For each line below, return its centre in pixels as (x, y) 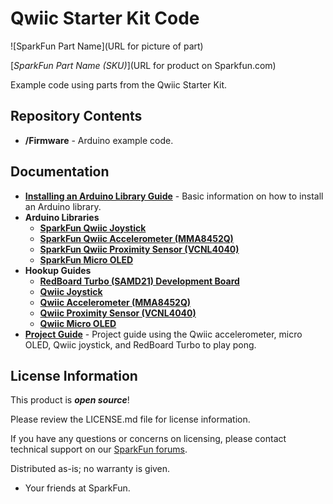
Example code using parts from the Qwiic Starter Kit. (119, 84)
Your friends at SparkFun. (77, 488)
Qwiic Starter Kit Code (105, 18)
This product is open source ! (70, 400)
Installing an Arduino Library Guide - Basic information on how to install (174, 196)
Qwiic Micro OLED (78, 323)
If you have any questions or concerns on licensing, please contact (148, 439)
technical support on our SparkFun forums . (99, 449)
